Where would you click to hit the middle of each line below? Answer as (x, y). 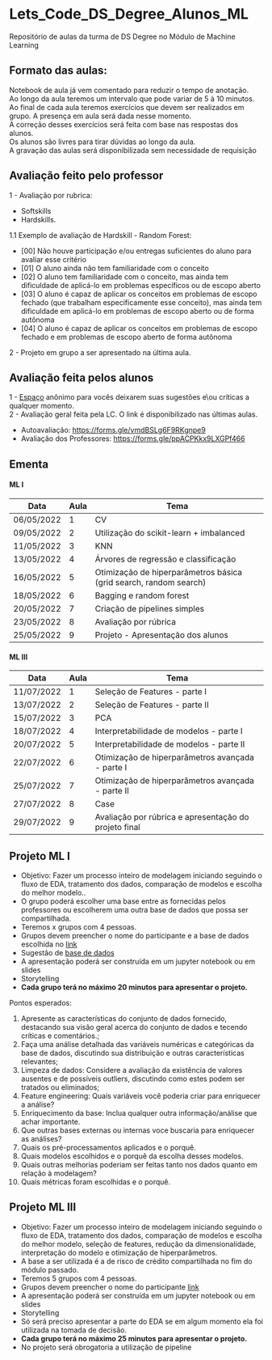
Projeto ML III (43, 1207)
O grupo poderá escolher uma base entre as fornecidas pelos (123, 901)
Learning (24, 44)
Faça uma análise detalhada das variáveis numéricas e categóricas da (137, 1044)
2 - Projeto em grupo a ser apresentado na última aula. (100, 352)
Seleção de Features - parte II (152, 705)
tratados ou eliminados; (60, 1087)
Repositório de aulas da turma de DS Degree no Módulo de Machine (123, 36)
